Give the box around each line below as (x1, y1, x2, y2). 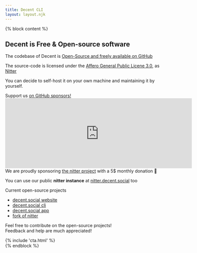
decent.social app (12, 208, 49, 214)
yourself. (5, 83, 23, 89)
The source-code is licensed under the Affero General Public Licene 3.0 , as (5, 63, 160, 69)
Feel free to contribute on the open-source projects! (5, 223, 112, 229)
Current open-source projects (5, 187, 67, 193)
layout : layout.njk (5, 12, 46, 17)
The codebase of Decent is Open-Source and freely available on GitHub (5, 53, 153, 59)
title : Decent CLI (5, 7, 43, 12)
